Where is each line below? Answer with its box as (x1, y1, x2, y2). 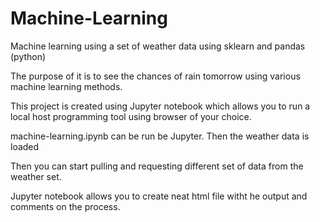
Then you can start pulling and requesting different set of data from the (10, 160, 304, 172)
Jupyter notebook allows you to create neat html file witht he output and (10, 190, 308, 202)
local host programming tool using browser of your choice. (10, 110, 252, 122)
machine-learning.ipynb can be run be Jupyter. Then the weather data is (10, 130, 310, 142)
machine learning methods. (10, 80, 123, 92)
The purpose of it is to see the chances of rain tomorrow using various (10, 70, 301, 82)
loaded (10, 140, 40, 152)
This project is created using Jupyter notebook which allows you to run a (10, 100, 311, 112)
